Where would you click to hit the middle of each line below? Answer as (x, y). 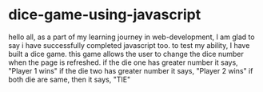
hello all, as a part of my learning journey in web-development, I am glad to (131, 37)
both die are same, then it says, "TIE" (70, 79)
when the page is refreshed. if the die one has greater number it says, (123, 62)
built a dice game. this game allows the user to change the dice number (126, 54)
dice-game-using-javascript (105, 15)
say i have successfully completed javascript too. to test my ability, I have (129, 45)
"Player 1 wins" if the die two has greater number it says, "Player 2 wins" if (131, 70)
